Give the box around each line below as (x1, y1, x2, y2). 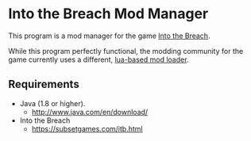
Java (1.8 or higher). (19, 98, 86, 108)
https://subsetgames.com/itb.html (31, 124, 143, 133)
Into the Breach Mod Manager (8, 5, 209, 23)
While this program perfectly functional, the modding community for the (8, 46, 244, 55)
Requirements (8, 78, 79, 91)
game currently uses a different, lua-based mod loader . (8, 55, 189, 64)
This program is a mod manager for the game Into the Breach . (8, 31, 210, 40)
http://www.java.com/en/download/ (31, 107, 149, 116)
